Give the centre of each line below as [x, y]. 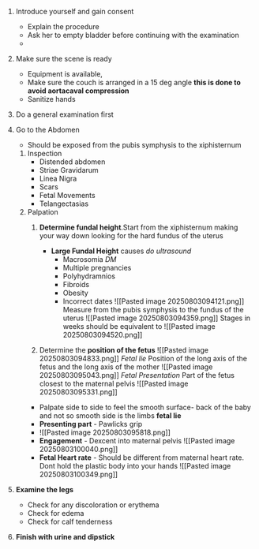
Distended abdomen [72, 162]
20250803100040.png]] [79, 449]
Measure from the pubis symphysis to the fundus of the [153, 310]
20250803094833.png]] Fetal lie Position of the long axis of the [143, 359]
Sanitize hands [52, 99]
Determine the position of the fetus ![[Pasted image [124, 350]
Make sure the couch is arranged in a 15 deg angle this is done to [134, 82]
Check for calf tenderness [70, 521]
